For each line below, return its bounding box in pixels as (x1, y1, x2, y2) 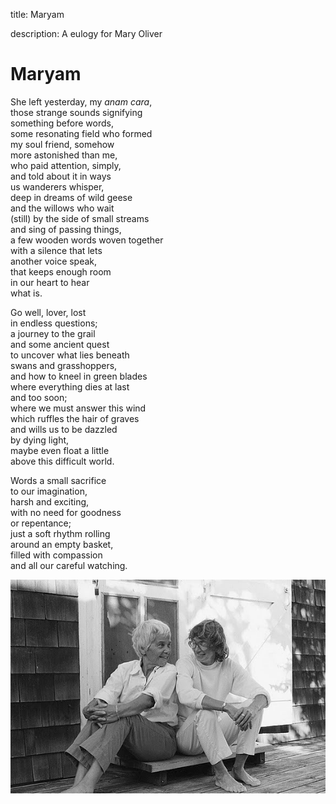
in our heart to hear (10, 276, 90, 288)
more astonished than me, (10, 149, 118, 161)
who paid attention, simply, (10, 159, 122, 171)
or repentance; (10, 517, 72, 529)
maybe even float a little (10, 444, 110, 456)
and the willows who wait (10, 202, 115, 214)
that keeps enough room (10, 265, 112, 278)
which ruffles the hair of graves (10, 412, 140, 424)
